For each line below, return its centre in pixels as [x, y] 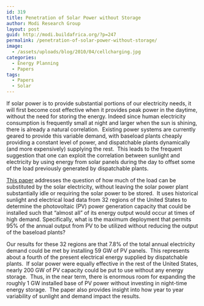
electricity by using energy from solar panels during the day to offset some [101, 162]
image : [15, 47]
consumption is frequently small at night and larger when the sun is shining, [102, 123]
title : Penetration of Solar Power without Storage [74, 18]
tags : [13, 75]
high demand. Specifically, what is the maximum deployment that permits [99, 219]
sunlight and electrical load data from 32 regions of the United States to [97, 200]
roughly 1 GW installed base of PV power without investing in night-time [97, 283]
